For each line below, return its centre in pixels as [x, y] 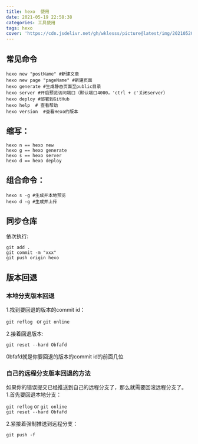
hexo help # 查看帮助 [32, 105]
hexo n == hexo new [30, 145]
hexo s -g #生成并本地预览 [36, 195]
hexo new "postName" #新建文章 [43, 74]
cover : [14, 34]
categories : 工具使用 [31, 22]
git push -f [21, 435]
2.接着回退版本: [25, 334]
